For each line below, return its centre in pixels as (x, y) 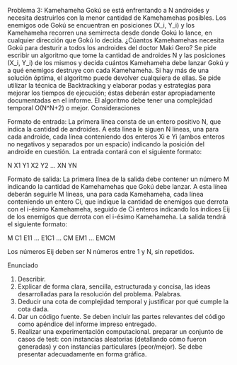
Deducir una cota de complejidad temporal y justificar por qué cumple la (123, 301)
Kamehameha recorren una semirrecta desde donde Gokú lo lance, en (110, 33)
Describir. (31, 279)
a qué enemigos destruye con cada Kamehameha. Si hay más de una (108, 70)
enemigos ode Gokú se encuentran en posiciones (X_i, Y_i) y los (101, 25)
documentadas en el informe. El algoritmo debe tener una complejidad (110, 100)
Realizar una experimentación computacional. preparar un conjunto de (120, 331)
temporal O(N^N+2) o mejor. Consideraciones (74, 108)
